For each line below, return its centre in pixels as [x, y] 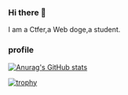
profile [21, 50]
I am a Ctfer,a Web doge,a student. [64, 30]
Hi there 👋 [27, 13]
